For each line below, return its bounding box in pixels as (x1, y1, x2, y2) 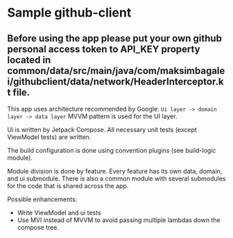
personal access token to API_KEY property (7, 43, 200, 55)
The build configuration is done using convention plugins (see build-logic (7, 147, 216, 154)
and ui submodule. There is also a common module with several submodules (7, 174, 226, 183)
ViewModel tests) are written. (7, 133, 92, 141)
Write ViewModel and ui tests (17, 209, 102, 217)
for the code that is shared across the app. (7, 182, 129, 190)
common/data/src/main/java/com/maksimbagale (7, 64, 225, 77)
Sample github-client (7, 5, 132, 21)
